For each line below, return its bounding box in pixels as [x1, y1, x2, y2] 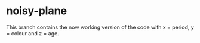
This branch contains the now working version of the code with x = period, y [6, 24, 194, 31]
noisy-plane [6, 4, 67, 18]
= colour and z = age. [6, 29, 60, 37]
